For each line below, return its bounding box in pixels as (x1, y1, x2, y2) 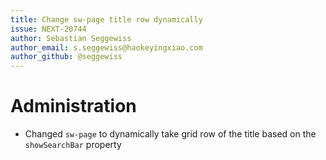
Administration (10, 95, 137, 118)
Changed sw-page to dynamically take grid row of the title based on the (24, 128, 317, 140)
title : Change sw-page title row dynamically (10, 14, 203, 25)
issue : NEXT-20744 (10, 24, 87, 34)
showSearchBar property (24, 139, 122, 151)
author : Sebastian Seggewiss (10, 33, 132, 43)
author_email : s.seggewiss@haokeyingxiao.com (10, 42, 203, 53)
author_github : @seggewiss (10, 52, 123, 62)
